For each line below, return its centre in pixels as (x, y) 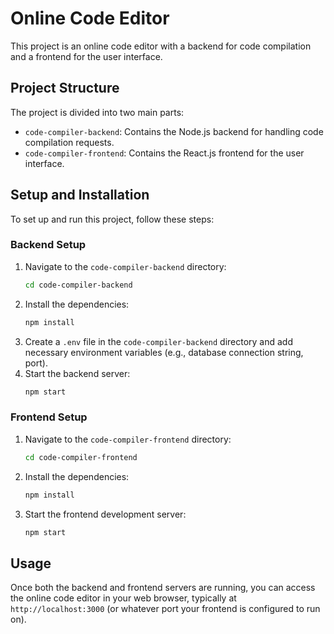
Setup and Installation (80, 195)
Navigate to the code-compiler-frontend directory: (128, 439)
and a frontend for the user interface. (86, 56)
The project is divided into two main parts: (97, 112)
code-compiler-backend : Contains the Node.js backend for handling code (174, 131)
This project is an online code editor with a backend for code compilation (161, 46)
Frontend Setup (49, 417)
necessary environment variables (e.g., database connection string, (164, 352)
